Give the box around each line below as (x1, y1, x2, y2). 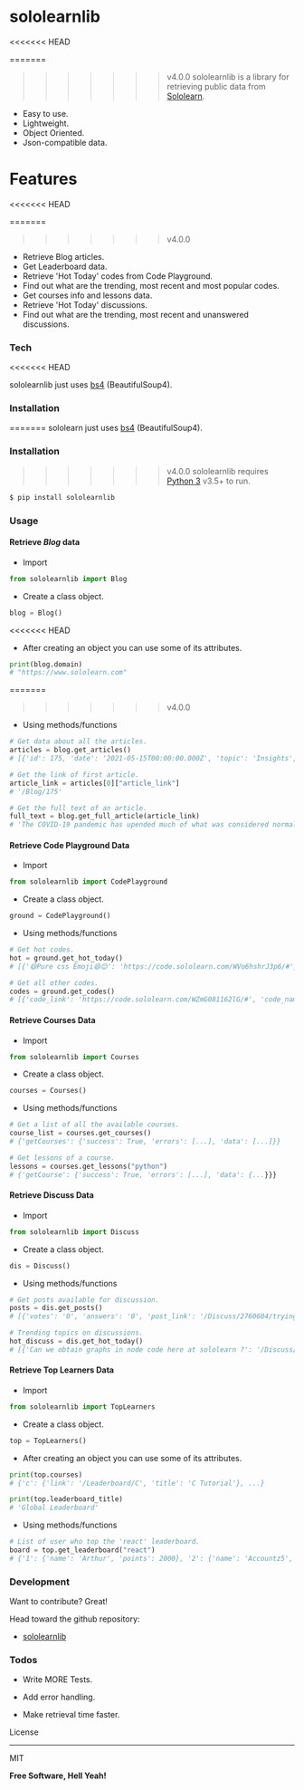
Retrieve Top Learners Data (9, 1364, 115, 1375)
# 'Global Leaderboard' (9, 1503, 100, 1513)
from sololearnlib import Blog (9, 574, 128, 583)
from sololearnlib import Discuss (9, 1227, 140, 1237)
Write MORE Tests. (22, 1674, 93, 1685)
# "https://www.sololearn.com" (9, 668, 128, 677)
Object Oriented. (22, 127, 85, 138)
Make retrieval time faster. (22, 1709, 120, 1720)
